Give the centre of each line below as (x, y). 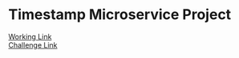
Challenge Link (33, 44)
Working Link (30, 37)
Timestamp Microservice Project (120, 15)
